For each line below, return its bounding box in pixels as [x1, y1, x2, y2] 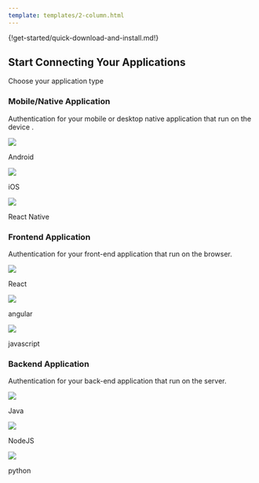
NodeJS [8, 436, 35, 445]
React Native [8, 212, 49, 221]
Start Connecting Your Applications [8, 56, 186, 69]
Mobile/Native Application [8, 96, 111, 107]
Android [8, 152, 34, 162]
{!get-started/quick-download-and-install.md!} [8, 33, 159, 42]
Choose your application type [8, 76, 104, 86]
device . [8, 122, 34, 132]
